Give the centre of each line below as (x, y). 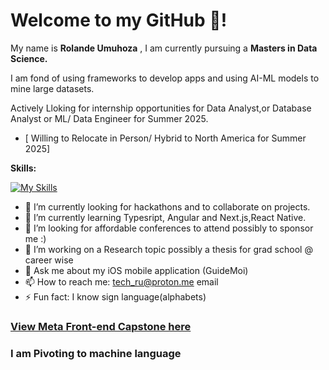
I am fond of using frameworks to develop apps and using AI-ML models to (165, 78)
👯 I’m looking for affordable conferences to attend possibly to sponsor (169, 228)
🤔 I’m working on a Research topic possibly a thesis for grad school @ (168, 249)
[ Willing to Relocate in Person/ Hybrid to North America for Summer (165, 138)
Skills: (23, 168)
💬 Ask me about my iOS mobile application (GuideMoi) (136, 270)
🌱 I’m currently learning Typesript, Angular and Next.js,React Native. (165, 217)
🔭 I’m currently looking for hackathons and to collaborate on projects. (167, 206)
